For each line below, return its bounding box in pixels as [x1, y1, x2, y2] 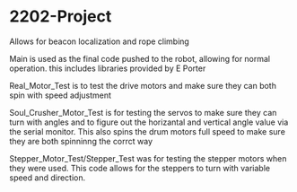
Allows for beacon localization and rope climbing [9, 36, 190, 47]
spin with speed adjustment [9, 90, 112, 100]
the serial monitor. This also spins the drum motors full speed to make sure [9, 126, 285, 136]
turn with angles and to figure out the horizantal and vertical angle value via [9, 117, 289, 127]
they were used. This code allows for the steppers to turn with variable [9, 162, 271, 173]
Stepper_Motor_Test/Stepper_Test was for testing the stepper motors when [9, 153, 287, 163]
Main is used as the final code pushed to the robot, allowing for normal [9, 53, 271, 64]
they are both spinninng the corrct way [9, 135, 153, 146]
